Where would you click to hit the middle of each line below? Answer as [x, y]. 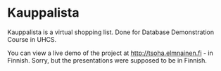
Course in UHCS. [32, 39]
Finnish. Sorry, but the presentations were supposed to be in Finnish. [107, 60]
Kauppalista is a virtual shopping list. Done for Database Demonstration [111, 32]
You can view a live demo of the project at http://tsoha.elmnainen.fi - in [110, 53]
